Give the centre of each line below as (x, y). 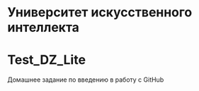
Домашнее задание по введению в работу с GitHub (86, 80)
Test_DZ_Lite (47, 60)
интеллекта (44, 27)
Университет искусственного (100, 12)
